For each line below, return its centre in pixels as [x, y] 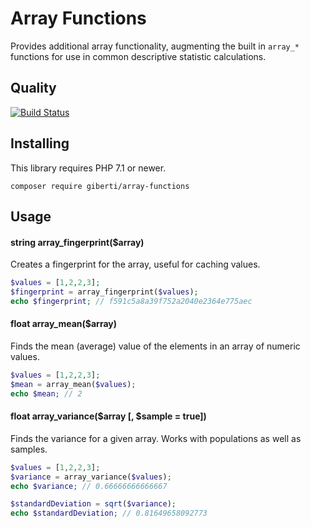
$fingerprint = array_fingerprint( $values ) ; [104, 292]
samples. [29, 449]
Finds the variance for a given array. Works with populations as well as [156, 438]
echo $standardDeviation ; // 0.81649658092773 [109, 513]
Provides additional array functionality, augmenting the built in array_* [155, 46]
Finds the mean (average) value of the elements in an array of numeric [155, 346]
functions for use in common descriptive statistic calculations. [138, 56]
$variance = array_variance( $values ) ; [91, 477]
